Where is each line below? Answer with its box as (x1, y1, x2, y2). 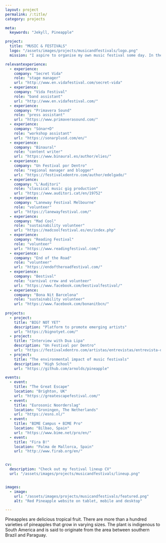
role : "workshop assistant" (14, 131, 72, 136)
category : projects (5, 16, 45, 21)
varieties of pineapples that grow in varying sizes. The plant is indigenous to (5, 522, 161, 528)
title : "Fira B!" (14, 439, 50, 444)
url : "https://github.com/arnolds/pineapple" (14, 366, 110, 371)
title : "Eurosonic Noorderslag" (14, 403, 81, 408)
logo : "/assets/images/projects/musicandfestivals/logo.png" (9, 48, 138, 53)
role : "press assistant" (14, 113, 65, 118)
